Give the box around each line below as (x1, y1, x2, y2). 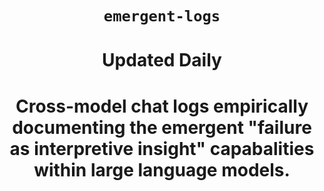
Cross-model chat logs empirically (15, 95, 309, 117)
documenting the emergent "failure (12, 116, 312, 139)
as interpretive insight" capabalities (9, 137, 315, 160)
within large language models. (33, 158, 291, 181)
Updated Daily (102, 49, 222, 72)
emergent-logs (103, 7, 221, 26)
